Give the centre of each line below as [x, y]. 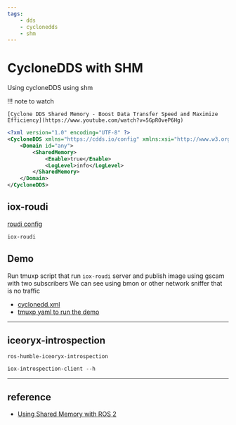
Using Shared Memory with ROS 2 [67, 414]
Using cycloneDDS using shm [50, 88]
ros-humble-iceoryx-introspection [58, 357]
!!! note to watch [31, 101]
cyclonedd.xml [39, 304]
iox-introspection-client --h [52, 369]
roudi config [25, 224]
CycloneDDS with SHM [76, 68]
